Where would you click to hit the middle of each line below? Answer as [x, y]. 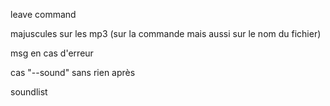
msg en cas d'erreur [52, 53]
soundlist [29, 92]
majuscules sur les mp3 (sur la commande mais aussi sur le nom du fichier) [166, 33]
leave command [43, 14]
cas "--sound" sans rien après [73, 72]
